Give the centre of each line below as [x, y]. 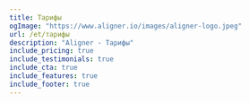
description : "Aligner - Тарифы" [72, 43]
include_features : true [54, 76]
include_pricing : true [52, 51]
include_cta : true [43, 68]
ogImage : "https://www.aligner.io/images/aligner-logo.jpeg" [126, 26]
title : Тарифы [36, 17]
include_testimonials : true [62, 59]
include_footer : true [50, 84]
